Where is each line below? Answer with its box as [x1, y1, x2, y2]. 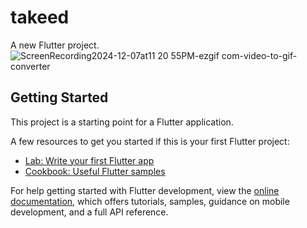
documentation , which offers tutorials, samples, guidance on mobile [10, 195, 290, 207]
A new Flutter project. [10, 39, 100, 51]
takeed [10, 6, 70, 29]
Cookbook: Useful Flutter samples [24, 165, 166, 177]
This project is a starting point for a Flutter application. [10, 116, 234, 128]
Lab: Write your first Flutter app [24, 154, 155, 166]
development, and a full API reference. [10, 206, 169, 218]
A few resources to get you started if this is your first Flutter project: [10, 135, 290, 147]
